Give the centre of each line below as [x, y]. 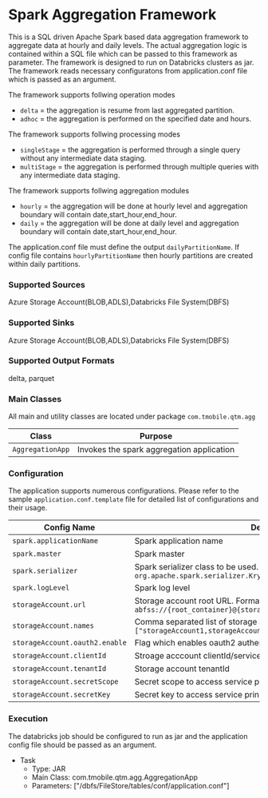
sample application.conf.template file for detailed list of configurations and [134, 499]
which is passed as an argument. [63, 79]
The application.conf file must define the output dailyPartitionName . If [124, 247]
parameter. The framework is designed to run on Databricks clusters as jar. [131, 62]
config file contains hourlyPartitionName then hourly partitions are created [131, 255]
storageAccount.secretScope [65, 682]
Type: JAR [49, 768]
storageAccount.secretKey [61, 695]
